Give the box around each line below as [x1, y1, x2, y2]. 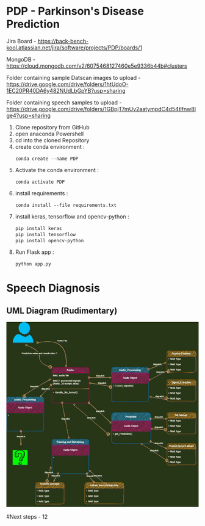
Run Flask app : [15, 248, 54, 256]
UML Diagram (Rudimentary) [6, 305, 118, 315]
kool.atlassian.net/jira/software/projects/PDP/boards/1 [6, 44, 142, 51]
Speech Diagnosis [6, 281, 101, 295]
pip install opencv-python [15, 237, 84, 243]
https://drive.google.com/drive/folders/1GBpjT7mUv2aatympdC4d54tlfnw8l [6, 105, 196, 112]
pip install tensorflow [15, 231, 76, 237]
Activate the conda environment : [15, 166, 99, 173]
